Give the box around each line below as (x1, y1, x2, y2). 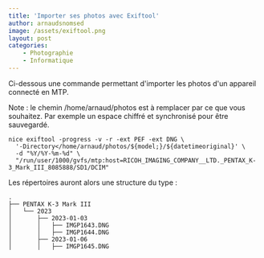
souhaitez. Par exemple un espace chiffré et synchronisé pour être (8, 111, 229, 121)
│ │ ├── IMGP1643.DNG (8, 221, 110, 229)
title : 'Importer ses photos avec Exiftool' (8, 11, 160, 20)
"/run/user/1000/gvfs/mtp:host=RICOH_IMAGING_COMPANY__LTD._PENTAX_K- (15, 156, 257, 165)
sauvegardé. (8, 120, 50, 129)
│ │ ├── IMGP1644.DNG (8, 228, 110, 236)
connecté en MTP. (8, 87, 70, 96)
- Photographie (22, 49, 74, 57)
